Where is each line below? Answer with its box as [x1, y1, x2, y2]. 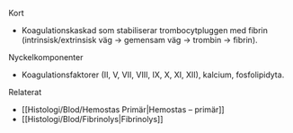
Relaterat [8, 87, 42, 97]
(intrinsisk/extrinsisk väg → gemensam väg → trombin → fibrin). [21, 35, 258, 45]
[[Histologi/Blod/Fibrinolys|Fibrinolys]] [21, 114, 164, 124]
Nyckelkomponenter [8, 52, 84, 62]
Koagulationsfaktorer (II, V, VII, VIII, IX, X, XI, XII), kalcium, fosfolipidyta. [21, 69, 285, 80]
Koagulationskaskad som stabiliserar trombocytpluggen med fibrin [21, 25, 269, 35]
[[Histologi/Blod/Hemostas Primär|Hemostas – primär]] [21, 104, 226, 115]
